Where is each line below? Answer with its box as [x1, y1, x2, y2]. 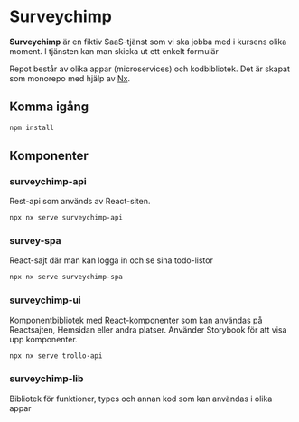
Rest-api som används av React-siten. [9, 196, 151, 207]
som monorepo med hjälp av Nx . [9, 72, 131, 83]
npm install [9, 123, 54, 132]
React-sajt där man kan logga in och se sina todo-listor [9, 255, 214, 266]
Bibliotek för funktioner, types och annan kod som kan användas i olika [9, 393, 273, 404]
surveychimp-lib [9, 372, 84, 385]
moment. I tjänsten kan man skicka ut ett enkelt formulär [9, 45, 219, 56]
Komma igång [9, 99, 89, 115]
